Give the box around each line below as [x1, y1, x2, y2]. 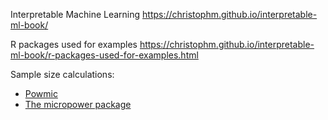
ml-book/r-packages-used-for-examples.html [10, 49, 199, 61]
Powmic [24, 88, 58, 99]
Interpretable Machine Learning [10, 9, 141, 20]
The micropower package [24, 99, 132, 110]
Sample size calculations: [10, 69, 115, 80]
